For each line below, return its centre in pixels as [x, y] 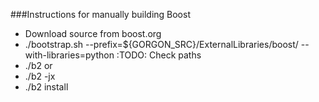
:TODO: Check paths [159, 55]
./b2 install [46, 87]
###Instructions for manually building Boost [100, 14]
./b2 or [38, 65]
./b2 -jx [40, 76]
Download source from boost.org [93, 33]
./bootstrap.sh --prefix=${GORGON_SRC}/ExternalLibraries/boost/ [161, 44]
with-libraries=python [69, 55]
